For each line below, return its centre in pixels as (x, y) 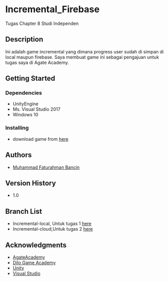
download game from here (40, 139)
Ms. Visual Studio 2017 (36, 109)
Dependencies (24, 93)
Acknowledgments (36, 245)
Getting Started (30, 79)
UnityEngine (25, 104)
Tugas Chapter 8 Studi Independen (42, 23)
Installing (17, 128)
